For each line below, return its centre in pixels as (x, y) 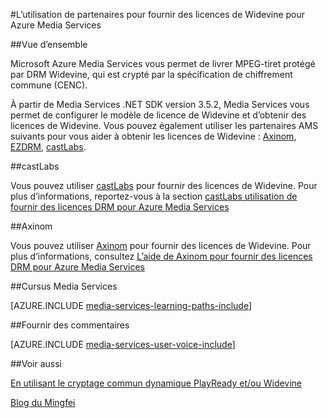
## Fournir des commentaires (70, 325)
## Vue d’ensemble (49, 44)
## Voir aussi (36, 363)
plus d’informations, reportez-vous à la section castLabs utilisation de (154, 196)
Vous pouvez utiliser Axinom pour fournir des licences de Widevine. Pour (161, 245)
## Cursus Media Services (64, 286)
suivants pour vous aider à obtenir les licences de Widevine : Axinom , (153, 136)
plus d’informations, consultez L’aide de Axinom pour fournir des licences (161, 256)
